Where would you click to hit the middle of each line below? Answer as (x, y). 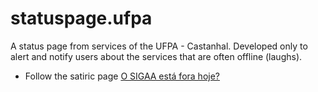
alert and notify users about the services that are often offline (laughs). (156, 56)
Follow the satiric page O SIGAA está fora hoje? (122, 76)
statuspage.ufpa (81, 18)
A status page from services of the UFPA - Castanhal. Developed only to (159, 46)
